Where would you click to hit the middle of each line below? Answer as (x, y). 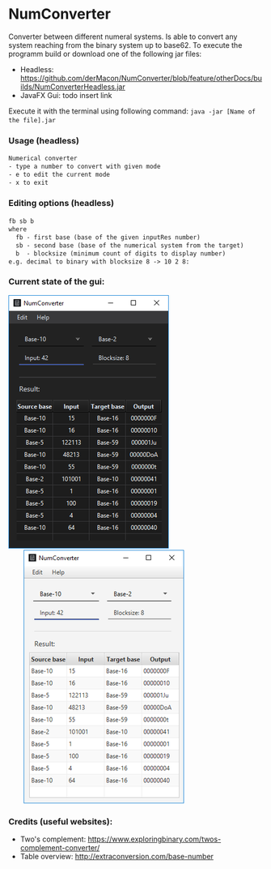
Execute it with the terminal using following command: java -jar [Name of (132, 111)
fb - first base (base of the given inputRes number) (108, 237)
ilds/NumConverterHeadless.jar (72, 87)
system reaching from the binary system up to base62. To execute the (125, 45)
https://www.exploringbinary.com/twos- (155, 839)
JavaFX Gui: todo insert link (66, 95)
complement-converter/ (60, 848)
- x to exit (28, 183)
